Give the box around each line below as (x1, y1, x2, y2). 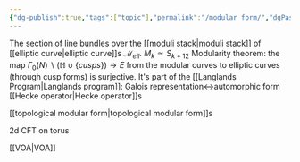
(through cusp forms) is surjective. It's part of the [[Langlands (9, 72, 237, 82)
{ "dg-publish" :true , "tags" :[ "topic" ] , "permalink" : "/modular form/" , (9, 13, 270, 22)
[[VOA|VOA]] (9, 142, 56, 153)
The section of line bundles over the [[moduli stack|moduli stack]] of (9, 38, 262, 48)
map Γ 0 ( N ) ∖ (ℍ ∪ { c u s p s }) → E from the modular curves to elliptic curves (9, 60, 280, 72)
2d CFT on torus (9, 125, 70, 136)
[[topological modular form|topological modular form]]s (9, 108, 213, 119)
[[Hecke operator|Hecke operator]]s (9, 90, 143, 101)
